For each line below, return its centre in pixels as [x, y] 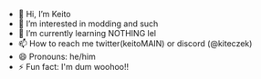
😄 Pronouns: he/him [57, 56]
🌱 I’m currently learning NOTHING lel [87, 33]
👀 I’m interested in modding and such [88, 24]
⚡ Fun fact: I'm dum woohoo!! [73, 67]
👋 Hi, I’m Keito [44, 14]
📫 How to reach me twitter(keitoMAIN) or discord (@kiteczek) [135, 44]
